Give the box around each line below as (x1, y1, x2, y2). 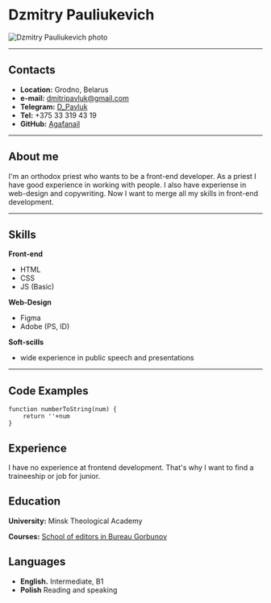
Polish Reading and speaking (19, 584, 118, 594)
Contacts (8, 63, 56, 77)
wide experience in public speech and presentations (19, 353, 194, 363)
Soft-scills (8, 337, 44, 347)
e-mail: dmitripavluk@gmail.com (19, 93, 129, 102)
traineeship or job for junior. (8, 472, 101, 480)
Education (8, 494, 61, 509)
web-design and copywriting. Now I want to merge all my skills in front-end (8, 188, 259, 198)
